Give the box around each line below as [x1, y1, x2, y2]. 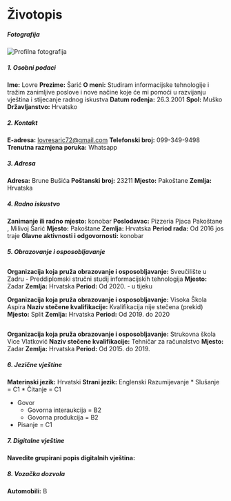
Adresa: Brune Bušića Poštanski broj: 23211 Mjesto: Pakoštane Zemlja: [7, 177, 212, 185]
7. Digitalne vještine [7, 436, 65, 444]
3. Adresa [7, 159, 36, 167]
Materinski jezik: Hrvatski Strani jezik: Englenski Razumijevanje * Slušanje [7, 378, 220, 386]
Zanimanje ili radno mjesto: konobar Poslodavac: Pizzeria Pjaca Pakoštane [7, 217, 223, 226]
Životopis [7, 7, 63, 23]
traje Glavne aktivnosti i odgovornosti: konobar [7, 232, 144, 240]
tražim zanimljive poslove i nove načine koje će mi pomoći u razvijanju [7, 88, 206, 97]
